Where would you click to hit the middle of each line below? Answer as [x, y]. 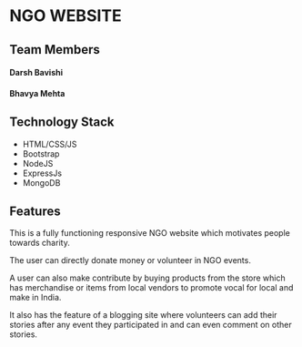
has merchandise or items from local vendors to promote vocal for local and [151, 288]
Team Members [55, 50]
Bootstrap [41, 153]
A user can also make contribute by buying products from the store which [148, 278]
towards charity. [40, 243]
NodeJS [38, 163]
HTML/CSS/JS [50, 144]
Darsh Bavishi [36, 73]
